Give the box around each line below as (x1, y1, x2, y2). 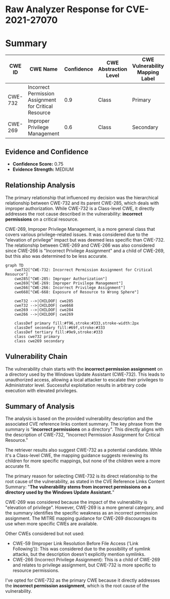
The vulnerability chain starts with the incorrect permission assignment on (5, 366, 163, 372)
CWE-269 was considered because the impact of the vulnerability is (5, 499, 148, 505)
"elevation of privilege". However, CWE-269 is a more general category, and (5, 504, 164, 511)
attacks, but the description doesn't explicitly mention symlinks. (12, 551, 146, 557)
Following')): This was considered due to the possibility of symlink (12, 546, 151, 552)
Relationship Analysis (5, 181, 75, 190)
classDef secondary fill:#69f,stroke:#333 (14, 325, 105, 330)
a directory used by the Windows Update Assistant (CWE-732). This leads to (5, 371, 165, 377)
